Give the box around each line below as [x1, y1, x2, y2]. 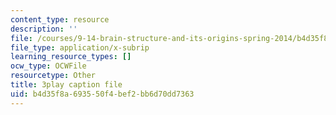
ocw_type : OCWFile [10, 61, 87, 71]
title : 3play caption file [10, 80, 123, 90]
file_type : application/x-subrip [10, 42, 150, 53]
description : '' [10, 24, 78, 34]
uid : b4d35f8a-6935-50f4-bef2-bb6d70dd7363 [10, 89, 195, 99]
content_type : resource [10, 14, 110, 25]
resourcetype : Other [10, 71, 97, 81]
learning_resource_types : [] [10, 52, 132, 62]
